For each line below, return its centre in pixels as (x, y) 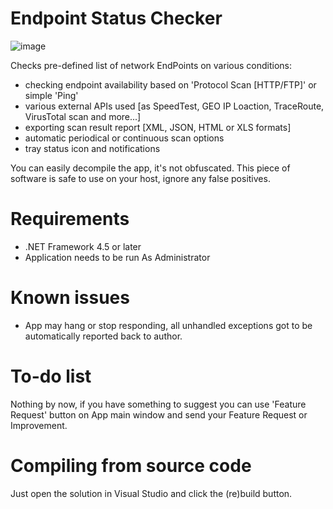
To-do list (51, 376)
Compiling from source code (131, 465)
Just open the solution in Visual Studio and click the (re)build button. (151, 493)
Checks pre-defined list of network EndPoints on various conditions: (151, 65)
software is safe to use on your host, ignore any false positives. (140, 178)
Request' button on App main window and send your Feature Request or (159, 414)
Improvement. (39, 425)
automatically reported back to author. (103, 336)
